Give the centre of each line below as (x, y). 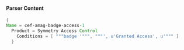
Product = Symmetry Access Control (55, 31)
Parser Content (25, 8)
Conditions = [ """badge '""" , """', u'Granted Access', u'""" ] (98, 36)
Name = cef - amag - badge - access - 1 (45, 26)
